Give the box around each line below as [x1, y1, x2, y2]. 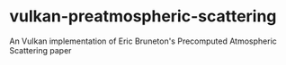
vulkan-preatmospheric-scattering [9, 6, 277, 27]
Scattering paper [9, 45, 72, 55]
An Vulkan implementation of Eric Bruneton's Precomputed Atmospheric [9, 36, 277, 46]
